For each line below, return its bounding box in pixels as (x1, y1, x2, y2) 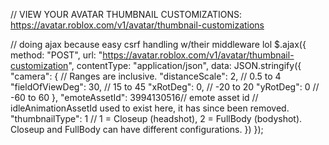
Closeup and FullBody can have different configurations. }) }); (10, 124, 264, 135)
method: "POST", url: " (10, 49, 103, 61)
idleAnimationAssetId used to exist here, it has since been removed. (10, 102, 290, 114)
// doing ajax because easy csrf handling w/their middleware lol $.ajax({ (10, 39, 307, 50)
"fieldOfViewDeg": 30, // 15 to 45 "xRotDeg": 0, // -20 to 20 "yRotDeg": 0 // (10, 81, 320, 93)
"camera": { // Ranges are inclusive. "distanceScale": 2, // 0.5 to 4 (10, 70, 282, 82)
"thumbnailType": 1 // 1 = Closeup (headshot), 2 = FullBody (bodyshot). (10, 113, 303, 124)
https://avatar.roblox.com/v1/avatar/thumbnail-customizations (10, 19, 265, 31)
